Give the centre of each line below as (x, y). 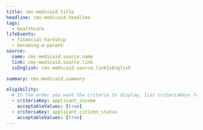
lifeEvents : (21, 34)
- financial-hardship (39, 40)
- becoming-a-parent (37, 46)
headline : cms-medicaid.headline (48, 17)
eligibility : (23, 90)
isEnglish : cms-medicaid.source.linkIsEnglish (71, 68)
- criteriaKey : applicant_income (54, 101)
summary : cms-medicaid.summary (46, 79)
